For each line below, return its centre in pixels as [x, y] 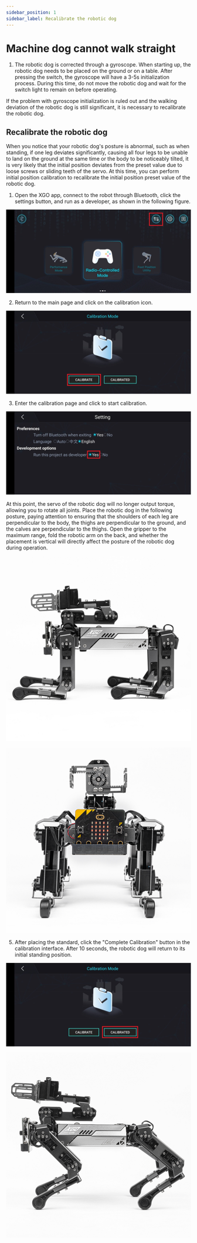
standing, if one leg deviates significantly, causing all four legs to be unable [97, 152]
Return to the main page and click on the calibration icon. [84, 302]
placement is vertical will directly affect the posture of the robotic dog [90, 542]
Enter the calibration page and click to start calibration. [81, 404]
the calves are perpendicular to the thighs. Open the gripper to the [86, 529]
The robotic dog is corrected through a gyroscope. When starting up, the [103, 65]
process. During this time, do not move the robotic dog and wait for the [100, 84]
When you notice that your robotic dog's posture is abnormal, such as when [98, 146]
